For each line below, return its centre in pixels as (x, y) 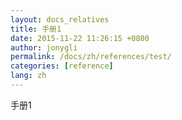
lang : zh (28, 76)
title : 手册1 (36, 29)
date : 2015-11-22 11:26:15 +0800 (80, 38)
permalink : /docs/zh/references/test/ (91, 57)
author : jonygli (44, 47)
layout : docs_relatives (60, 19)
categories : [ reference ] (62, 66)
